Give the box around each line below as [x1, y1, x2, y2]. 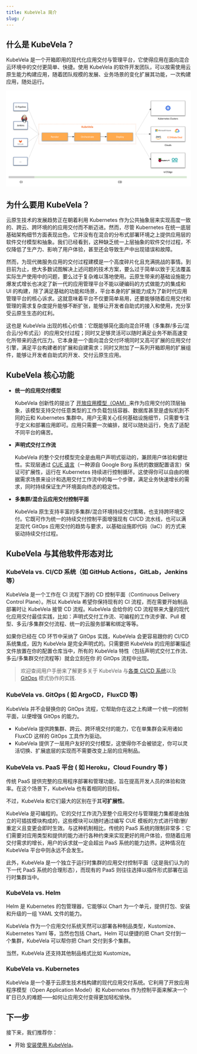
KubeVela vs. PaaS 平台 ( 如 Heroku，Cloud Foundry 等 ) [6, 763, 168, 771]
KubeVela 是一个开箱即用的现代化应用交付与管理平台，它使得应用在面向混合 [6, 56, 189, 63]
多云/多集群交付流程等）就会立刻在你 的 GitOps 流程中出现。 [6, 655, 152, 662]
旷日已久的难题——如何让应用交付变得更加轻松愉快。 [6, 994, 135, 1001]
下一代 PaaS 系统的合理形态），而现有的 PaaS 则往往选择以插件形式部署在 [6, 866, 184, 874]
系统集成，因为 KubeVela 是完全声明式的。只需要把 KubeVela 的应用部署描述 [6, 640, 191, 647]
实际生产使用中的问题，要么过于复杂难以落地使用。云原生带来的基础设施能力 [6, 273, 191, 280]
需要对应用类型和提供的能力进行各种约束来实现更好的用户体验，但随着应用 [11, 832, 191, 839]
